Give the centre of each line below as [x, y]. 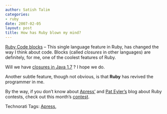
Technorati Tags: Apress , [31, 106]
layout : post [19, 28]
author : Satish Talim [28, 10]
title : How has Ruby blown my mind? [43, 33]
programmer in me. [25, 82]
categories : [17, 14]
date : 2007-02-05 [23, 24]
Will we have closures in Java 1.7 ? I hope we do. [55, 67]
